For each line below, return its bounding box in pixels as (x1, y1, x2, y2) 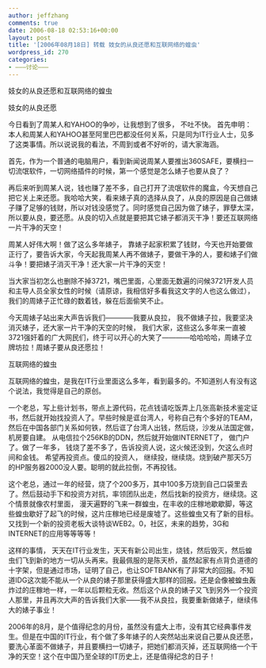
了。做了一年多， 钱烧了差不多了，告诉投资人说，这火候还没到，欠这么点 (8, 442, 246, 452)
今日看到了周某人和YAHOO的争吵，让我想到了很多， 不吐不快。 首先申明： (8, 120, 252, 129)
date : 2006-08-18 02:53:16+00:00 (8, 26, 119, 34)
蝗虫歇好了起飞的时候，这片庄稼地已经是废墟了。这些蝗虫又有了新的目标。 (14, 509, 258, 518)
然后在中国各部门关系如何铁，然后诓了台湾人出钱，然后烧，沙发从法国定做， (8, 422, 258, 432)
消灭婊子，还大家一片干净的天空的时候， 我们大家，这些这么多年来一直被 (8, 323, 246, 332)
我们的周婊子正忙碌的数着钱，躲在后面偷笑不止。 (8, 296, 168, 305)
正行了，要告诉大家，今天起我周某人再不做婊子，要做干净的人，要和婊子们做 (8, 249, 258, 258)
